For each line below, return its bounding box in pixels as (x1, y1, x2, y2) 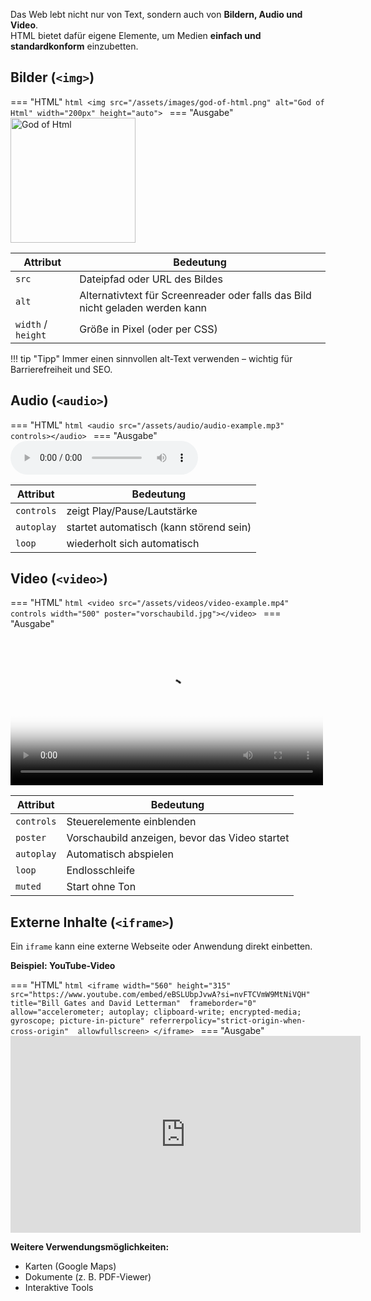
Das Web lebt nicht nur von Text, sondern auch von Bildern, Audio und (10, 9, 303, 20)
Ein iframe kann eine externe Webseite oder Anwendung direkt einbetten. (10, 940, 313, 953)
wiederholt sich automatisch (66, 536, 200, 550)
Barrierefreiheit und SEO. (10, 363, 113, 375)
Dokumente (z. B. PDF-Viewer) (24, 1271, 152, 1283)
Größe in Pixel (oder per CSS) (79, 322, 218, 336)
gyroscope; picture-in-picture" (10, 1016, 145, 1026)
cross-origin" (10, 1027, 70, 1037)
